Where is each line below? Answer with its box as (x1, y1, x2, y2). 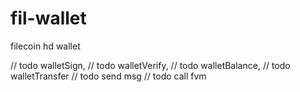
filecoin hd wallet (10, 40, 81, 52)
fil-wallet (10, 7, 87, 30)
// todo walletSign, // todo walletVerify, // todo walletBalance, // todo (10, 59, 291, 71)
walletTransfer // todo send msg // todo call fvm (10, 70, 207, 82)
